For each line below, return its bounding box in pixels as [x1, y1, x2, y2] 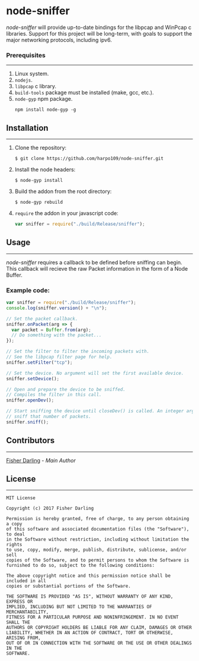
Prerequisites [6, 51, 46, 59]
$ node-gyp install [14, 178, 63, 184]
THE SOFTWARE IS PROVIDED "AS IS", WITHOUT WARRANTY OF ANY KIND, [6, 593, 174, 599]
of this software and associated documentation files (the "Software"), [6, 526, 190, 532]
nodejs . [14, 76, 33, 84]
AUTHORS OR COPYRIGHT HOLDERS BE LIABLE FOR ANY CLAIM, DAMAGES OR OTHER [6, 625, 192, 631]
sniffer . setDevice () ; [6, 376, 60, 381]
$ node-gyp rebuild [14, 200, 63, 206]
